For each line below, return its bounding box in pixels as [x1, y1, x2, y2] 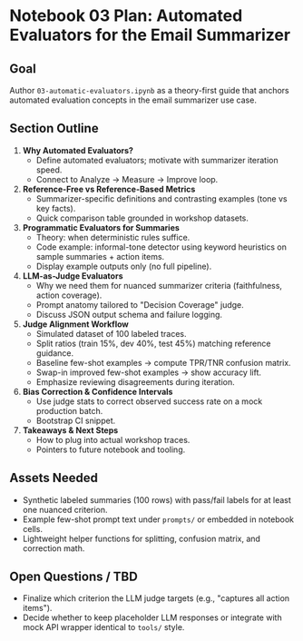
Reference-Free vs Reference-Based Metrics [22, 183, 196, 194]
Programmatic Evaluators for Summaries [22, 222, 180, 232]
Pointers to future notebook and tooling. [35, 444, 186, 455]
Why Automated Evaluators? [22, 144, 134, 155]
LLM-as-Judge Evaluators [22, 270, 123, 281]
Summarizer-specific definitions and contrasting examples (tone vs [35, 192, 288, 204]
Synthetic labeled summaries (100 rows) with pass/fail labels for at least [22, 494, 292, 505]
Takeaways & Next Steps [22, 424, 119, 436]
